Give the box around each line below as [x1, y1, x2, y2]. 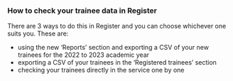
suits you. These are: [7, 29, 69, 38]
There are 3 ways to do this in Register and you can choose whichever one [7, 22, 227, 31]
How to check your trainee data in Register [7, 6, 158, 16]
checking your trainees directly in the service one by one [17, 66, 185, 75]
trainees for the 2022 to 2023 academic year [17, 50, 150, 59]
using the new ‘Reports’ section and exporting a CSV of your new [17, 43, 210, 52]
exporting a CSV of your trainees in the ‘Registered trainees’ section [17, 58, 217, 67]
